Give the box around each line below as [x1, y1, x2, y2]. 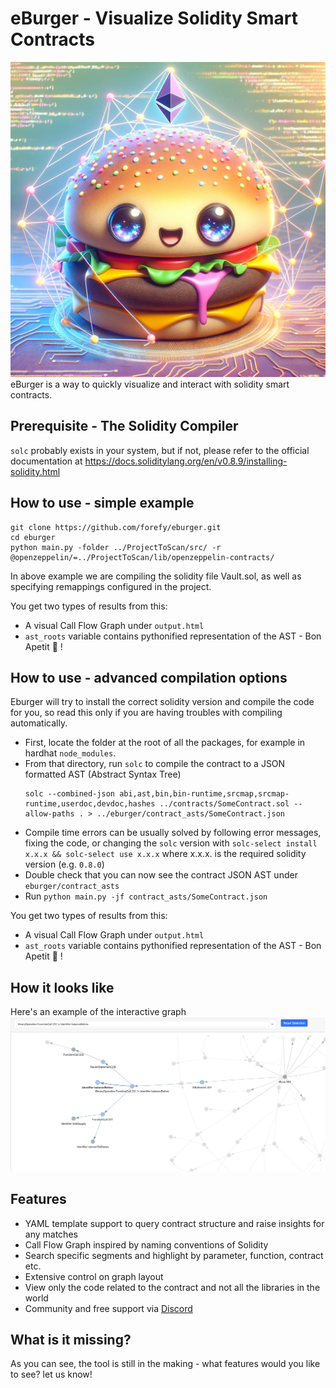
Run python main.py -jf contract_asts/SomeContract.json [24, 890, 268, 902]
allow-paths [24, 809, 75, 819]
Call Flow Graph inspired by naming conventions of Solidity [24, 1238, 269, 1251]
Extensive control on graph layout [24, 1270, 164, 1282]
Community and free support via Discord [24, 1302, 193, 1314]
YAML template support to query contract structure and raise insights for [24, 1217, 325, 1229]
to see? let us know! [10, 1368, 93, 1381]
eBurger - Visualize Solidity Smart [10, 7, 298, 30]
